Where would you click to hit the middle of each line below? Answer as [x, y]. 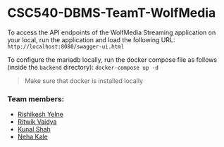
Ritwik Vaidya [37, 122]
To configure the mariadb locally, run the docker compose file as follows [112, 59]
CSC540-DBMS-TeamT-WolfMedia [112, 13]
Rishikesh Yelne [40, 115]
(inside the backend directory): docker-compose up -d [83, 67]
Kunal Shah [34, 129]
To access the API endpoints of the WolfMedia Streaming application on [112, 32]
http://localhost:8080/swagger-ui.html [66, 46]
